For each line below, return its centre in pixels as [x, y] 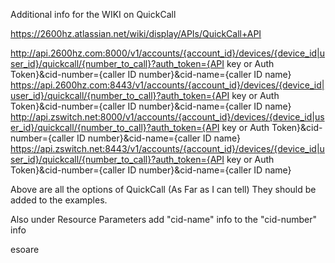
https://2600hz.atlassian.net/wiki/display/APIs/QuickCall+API [136, 33]
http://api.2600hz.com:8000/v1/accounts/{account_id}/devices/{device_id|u [168, 53]
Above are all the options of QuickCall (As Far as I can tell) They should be [163, 189]
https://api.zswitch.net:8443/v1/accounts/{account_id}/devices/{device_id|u [167, 148]
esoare [25, 249]
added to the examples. [59, 200]
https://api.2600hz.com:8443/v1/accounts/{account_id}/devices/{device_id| [167, 85]
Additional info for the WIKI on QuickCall [93, 14]
